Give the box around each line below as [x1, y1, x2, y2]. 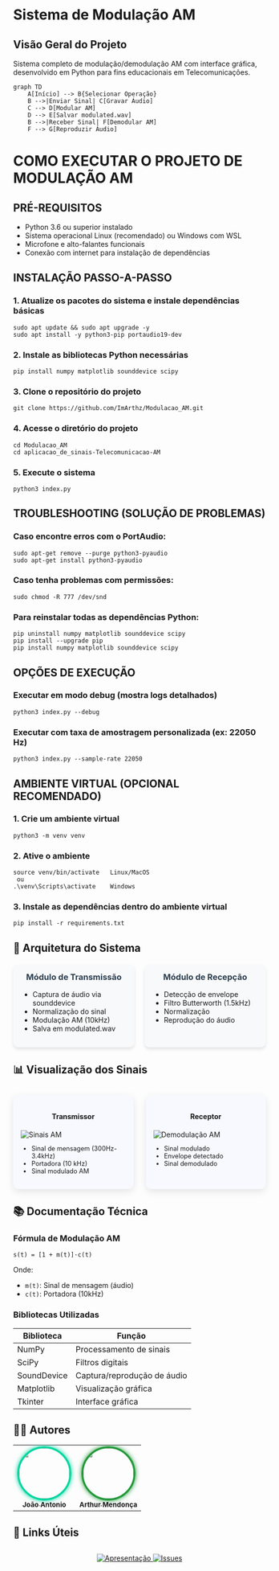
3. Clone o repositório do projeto [13, 386, 142, 397]
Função [116, 1330, 147, 1341]
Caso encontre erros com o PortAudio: [13, 531, 167, 542]
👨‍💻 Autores [13, 1423, 71, 1437]
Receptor [190, 1112, 222, 1122]
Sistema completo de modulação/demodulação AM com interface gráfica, [13, 59, 257, 68]
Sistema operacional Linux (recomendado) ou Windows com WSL [24, 231, 242, 240]
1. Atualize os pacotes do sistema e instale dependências [13, 295, 240, 306]
